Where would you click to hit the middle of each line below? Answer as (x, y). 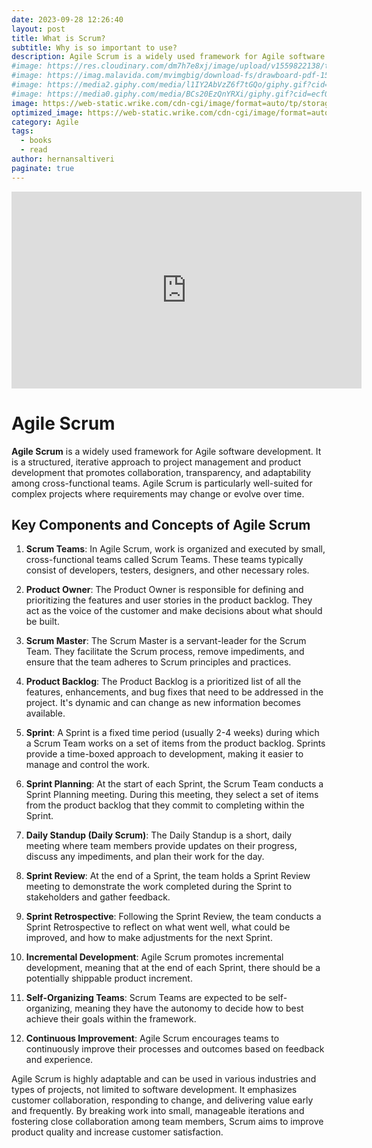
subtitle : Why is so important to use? (94, 47)
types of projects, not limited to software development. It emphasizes (154, 1090)
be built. (42, 622)
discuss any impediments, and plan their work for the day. (145, 857)
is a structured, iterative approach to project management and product (156, 462)
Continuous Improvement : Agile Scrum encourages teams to (152, 1038)
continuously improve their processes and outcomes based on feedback (175, 1049)
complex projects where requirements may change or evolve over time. (158, 493)
